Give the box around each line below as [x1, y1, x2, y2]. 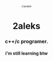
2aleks [12, 21, 41, 32]
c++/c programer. [4, 38, 49, 45]
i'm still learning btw [5, 50, 48, 56]
